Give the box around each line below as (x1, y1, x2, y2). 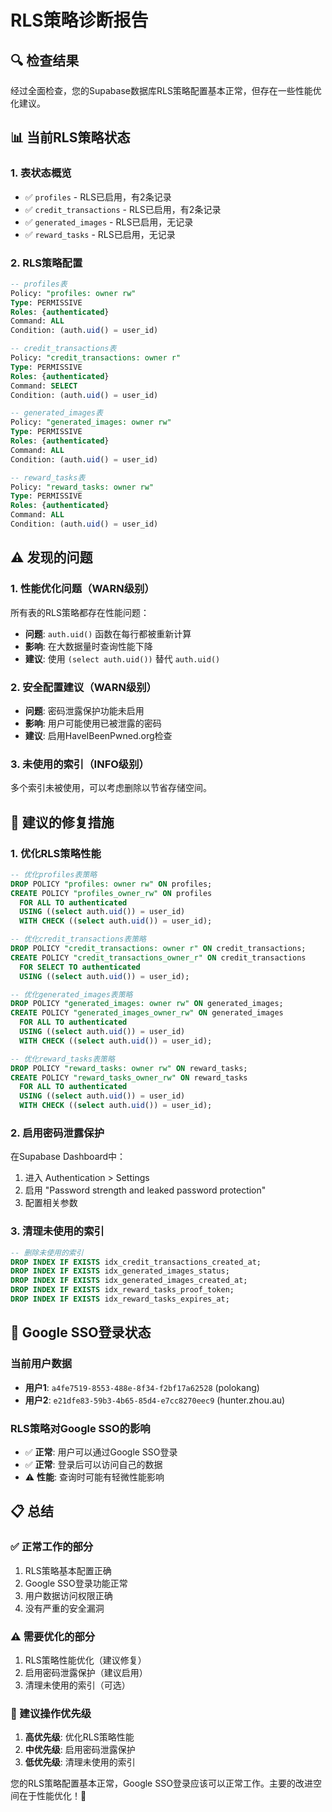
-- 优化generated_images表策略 (10, 989, 133, 1000)
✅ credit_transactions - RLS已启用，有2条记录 (24, 203, 222, 215)
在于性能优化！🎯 (18, 1790, 87, 1802)
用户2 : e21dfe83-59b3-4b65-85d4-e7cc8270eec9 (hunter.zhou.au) (24, 1394, 286, 1406)
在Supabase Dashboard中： (10, 1151, 127, 1163)
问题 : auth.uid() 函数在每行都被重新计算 (24, 627, 192, 640)
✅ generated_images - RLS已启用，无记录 (24, 216, 194, 228)
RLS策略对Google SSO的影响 (10, 1421, 151, 1435)
